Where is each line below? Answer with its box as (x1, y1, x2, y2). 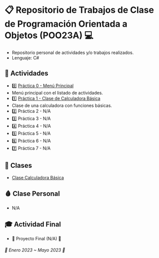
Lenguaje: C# (11, 54, 40, 60)
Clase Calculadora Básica (11, 174, 64, 180)
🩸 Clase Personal (4, 189, 60, 198)
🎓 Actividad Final (4, 220, 61, 228)
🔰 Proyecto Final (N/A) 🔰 (11, 236, 61, 242)
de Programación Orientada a (4, 18, 128, 30)
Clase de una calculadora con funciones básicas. (11, 103, 112, 108)
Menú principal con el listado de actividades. (11, 90, 103, 96)
